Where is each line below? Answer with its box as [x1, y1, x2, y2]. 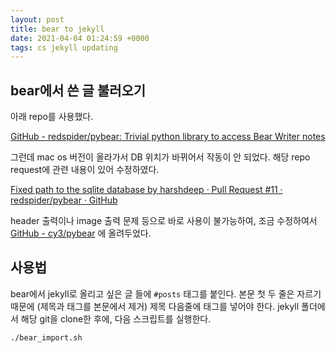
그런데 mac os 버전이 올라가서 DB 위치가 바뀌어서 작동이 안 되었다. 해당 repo [10, 151, 311, 163]
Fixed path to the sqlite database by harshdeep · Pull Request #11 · [10, 184, 283, 196]
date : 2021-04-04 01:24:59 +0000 [10, 33, 150, 43]
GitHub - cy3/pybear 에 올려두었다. [10, 227, 152, 240]
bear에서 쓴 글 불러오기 [10, 82, 147, 99]
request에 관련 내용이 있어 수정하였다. [10, 164, 160, 176]
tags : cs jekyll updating [10, 42, 118, 53]
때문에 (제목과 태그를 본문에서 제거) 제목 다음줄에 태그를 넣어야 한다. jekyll [10, 300, 300, 312]
